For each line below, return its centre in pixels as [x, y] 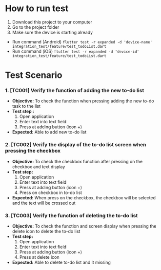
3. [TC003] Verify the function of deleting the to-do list [71, 215]
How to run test [37, 9]
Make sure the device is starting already [52, 32]
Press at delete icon [39, 257]
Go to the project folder [36, 27]
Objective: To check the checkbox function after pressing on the [77, 161]
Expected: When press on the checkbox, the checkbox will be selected [84, 197]
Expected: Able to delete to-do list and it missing [61, 262]
